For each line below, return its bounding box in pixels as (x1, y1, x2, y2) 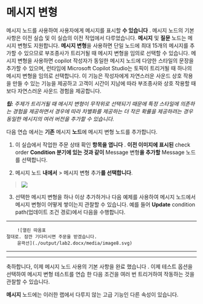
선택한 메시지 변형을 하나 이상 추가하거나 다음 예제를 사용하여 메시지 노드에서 (14, 193, 196, 200)
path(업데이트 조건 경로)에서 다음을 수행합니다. (14, 208, 126, 216)
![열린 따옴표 (17, 227, 47, 233)
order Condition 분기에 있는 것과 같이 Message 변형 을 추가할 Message (14, 148, 185, 156)
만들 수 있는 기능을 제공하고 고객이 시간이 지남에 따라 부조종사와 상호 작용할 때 (12, 79, 196, 87)
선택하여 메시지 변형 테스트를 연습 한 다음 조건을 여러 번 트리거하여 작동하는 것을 (6, 270, 195, 277)
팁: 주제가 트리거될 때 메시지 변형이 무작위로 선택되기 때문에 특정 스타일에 (6, 100, 179, 107)
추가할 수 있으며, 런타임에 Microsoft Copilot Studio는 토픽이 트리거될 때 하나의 (6, 64, 192, 71)
